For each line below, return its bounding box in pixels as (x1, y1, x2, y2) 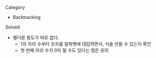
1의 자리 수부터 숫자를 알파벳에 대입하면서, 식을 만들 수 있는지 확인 (20, 41, 151, 47)
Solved (5, 24, 20, 30)
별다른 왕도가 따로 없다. (12, 35, 60, 40)
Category (5, 5, 25, 10)
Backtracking (12, 14, 41, 20)
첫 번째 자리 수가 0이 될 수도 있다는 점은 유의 (20, 47, 109, 53)
